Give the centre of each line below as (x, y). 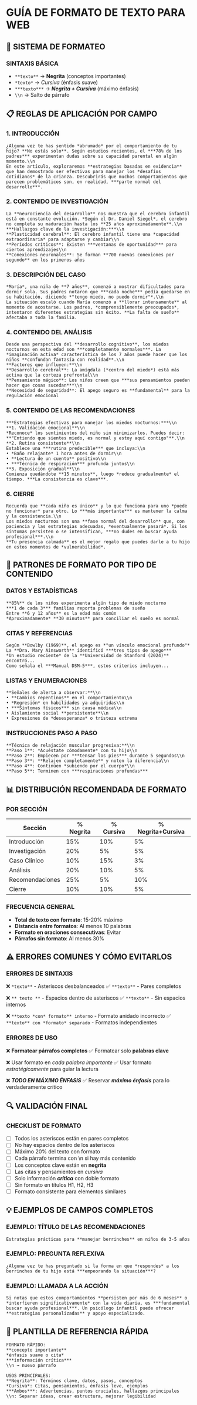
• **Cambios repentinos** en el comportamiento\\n (69, 698)
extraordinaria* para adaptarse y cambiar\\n (62, 239)
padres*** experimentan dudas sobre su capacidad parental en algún (91, 156)
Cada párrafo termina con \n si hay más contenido (75, 1158)
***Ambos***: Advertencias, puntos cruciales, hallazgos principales (93, 1391)
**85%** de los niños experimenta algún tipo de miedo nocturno (86, 603)
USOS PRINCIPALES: (28, 1376)
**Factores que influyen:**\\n (44, 365)
